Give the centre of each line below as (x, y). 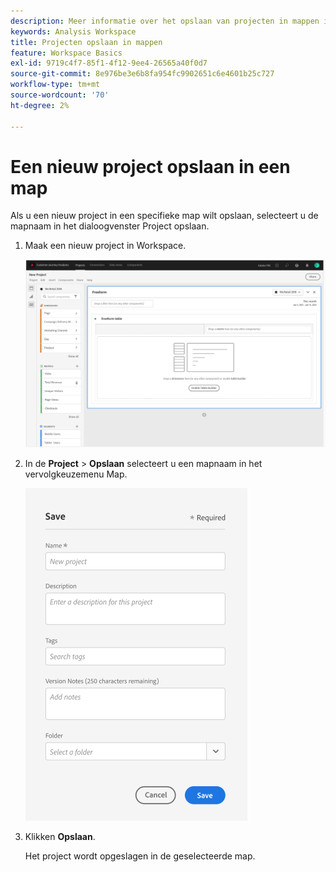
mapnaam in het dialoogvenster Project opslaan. (110, 226)
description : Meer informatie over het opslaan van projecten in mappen (165, 21)
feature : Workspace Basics (66, 53)
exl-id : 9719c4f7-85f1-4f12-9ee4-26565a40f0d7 (109, 63)
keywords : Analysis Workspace (73, 31)
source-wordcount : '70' (60, 95)
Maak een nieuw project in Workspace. (105, 246)
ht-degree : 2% (40, 105)
